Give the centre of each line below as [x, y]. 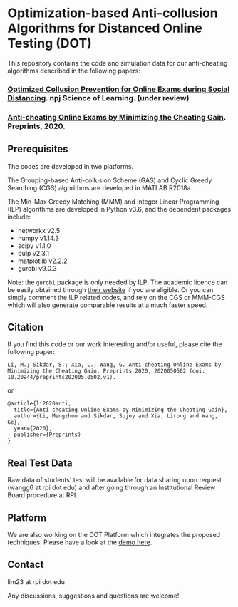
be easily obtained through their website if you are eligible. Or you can [110, 289]
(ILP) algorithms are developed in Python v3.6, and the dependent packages [119, 209]
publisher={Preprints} [47, 435]
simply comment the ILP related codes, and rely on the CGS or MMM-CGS [117, 297]
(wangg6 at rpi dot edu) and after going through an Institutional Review [112, 488]
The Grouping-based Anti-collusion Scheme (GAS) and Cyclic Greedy [110, 180]
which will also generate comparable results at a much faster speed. [108, 305]
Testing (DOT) [50, 43]
